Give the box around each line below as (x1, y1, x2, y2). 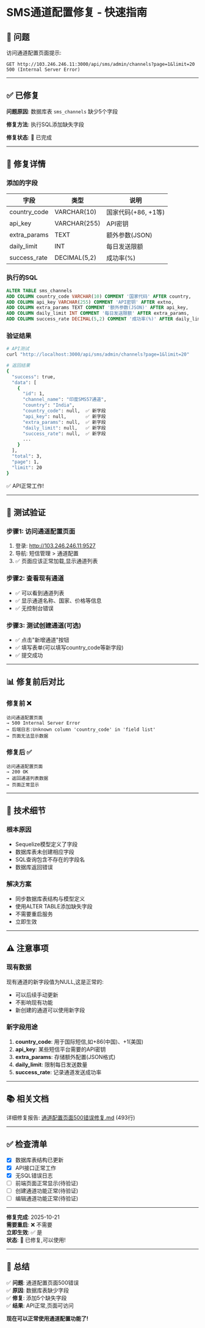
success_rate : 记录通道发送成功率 (15, 1068, 102, 1075)
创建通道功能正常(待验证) (15, 1187, 78, 1194)
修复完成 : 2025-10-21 (6, 1213, 60, 1221)
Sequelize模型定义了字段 (15, 840, 78, 848)
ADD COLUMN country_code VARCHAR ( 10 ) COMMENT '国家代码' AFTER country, (6, 293, 192, 300)
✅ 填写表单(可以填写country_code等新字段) (15, 644, 124, 651)
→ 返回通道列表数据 (6, 775, 49, 781)
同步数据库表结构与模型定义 (15, 895, 85, 902)
